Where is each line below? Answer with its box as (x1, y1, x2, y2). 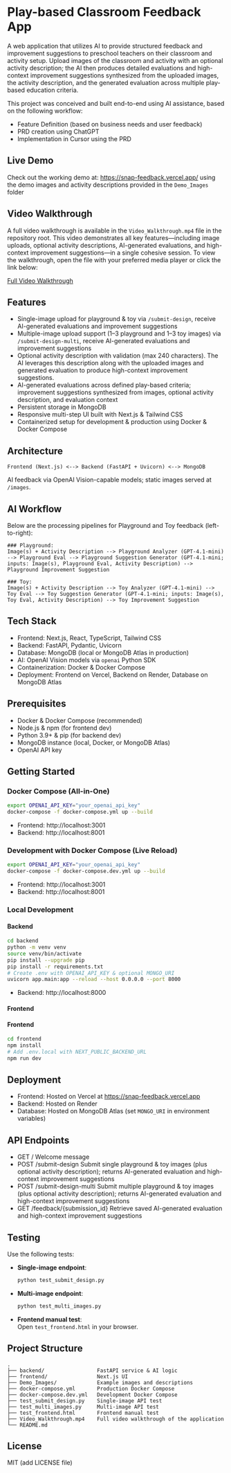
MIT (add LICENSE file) (7, 1458, 73, 1467)
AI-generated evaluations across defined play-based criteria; (17, 381, 192, 390)
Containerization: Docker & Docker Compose (17, 663, 145, 671)
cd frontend (7, 1036, 41, 1043)
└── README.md (7, 1421, 48, 1429)
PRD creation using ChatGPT (17, 127, 100, 136)
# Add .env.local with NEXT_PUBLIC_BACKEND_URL (7, 1048, 147, 1055)
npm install (7, 1042, 41, 1049)
